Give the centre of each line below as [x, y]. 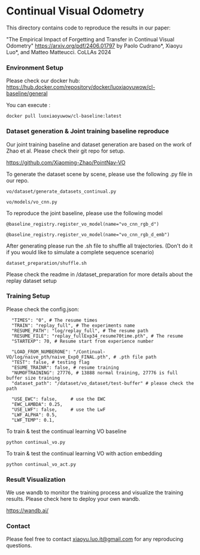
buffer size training [33, 378]
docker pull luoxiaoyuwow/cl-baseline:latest [64, 116]
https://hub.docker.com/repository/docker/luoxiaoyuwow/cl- [81, 87]
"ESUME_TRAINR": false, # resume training [65, 368]
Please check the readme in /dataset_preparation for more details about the [99, 274]
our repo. [18, 180]
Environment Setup [35, 67]
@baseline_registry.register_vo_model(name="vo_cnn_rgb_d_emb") [88, 235]
